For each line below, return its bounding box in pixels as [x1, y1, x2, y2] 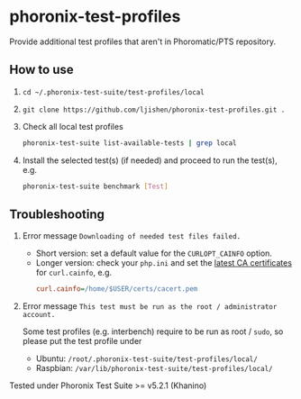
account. [22, 311, 56, 320]
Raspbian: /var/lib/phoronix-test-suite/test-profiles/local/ [35, 363, 273, 374]
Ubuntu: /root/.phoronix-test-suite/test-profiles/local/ [35, 353, 259, 364]
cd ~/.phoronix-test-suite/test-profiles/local [22, 87, 205, 96]
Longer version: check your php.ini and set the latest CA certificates [35, 258, 293, 268]
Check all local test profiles [22, 121, 123, 131]
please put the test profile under [22, 336, 142, 347]
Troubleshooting [9, 206, 105, 222]
